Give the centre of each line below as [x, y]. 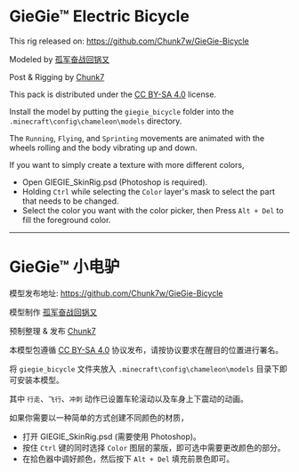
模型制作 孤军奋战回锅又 [53, 312]
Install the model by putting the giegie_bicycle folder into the [121, 111]
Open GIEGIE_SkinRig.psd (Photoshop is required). [115, 182]
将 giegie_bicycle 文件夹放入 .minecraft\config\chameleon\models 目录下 [145, 368]
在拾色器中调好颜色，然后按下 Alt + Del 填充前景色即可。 [128, 459]
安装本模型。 [40, 380]
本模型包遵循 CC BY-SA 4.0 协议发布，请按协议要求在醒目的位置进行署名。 [146, 349]
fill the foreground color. [66, 220]
